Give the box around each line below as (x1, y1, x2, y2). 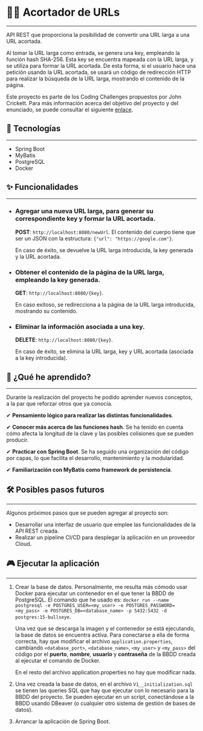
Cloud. (14, 541, 32, 548)
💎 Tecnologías (6, 123, 61, 134)
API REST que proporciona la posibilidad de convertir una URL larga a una (6, 31, 190, 38)
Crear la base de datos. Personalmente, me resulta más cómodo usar (14, 583, 188, 590)
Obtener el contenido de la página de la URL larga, (14, 268, 164, 276)
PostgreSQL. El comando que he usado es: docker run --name (14, 596, 169, 603)
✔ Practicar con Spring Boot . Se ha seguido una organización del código (6, 448, 189, 455)
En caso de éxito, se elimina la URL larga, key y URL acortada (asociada (14, 348, 194, 356)
